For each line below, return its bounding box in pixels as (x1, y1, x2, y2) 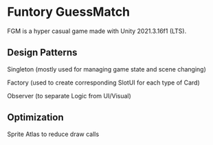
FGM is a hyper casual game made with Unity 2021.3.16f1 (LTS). (7, 27, 187, 35)
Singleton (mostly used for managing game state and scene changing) (7, 65, 206, 73)
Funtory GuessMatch (7, 4, 131, 20)
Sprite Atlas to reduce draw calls (7, 130, 100, 138)
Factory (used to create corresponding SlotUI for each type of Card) (7, 78, 201, 87)
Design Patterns (7, 47, 78, 58)
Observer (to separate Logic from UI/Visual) (7, 91, 132, 100)
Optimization (7, 111, 64, 124)
